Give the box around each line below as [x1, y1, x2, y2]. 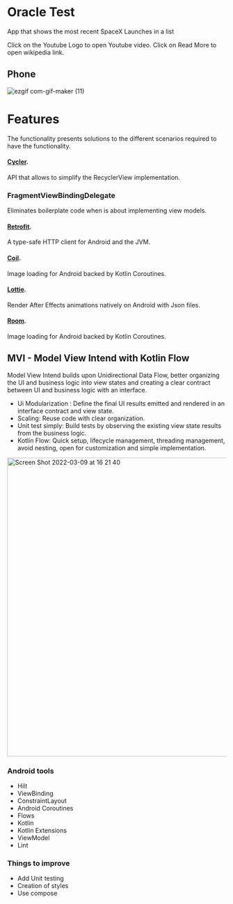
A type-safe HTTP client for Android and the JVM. [7, 238, 151, 246]
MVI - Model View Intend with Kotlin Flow [7, 353, 190, 365]
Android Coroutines [17, 804, 74, 813]
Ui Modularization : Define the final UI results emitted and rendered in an [17, 399, 225, 408]
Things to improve [7, 859, 70, 868]
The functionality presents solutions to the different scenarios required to [7, 134, 217, 143]
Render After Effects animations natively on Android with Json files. [7, 300, 200, 309]
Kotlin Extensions [17, 827, 67, 835]
